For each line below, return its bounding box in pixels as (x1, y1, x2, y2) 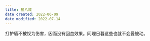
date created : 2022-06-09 (5, 12, 58, 17)
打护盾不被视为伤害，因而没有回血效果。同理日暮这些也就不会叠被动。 (5, 31, 148, 37)
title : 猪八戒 (5, 7, 32, 12)
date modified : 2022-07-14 (5, 16, 61, 21)
